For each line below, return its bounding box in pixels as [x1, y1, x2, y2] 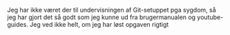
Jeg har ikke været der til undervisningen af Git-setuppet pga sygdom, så [7, 6, 216, 14]
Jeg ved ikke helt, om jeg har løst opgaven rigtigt [30, 21, 169, 28]
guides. [7, 21, 29, 28]
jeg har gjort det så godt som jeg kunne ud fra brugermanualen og [7, 13, 195, 21]
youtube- [196, 13, 224, 21]
